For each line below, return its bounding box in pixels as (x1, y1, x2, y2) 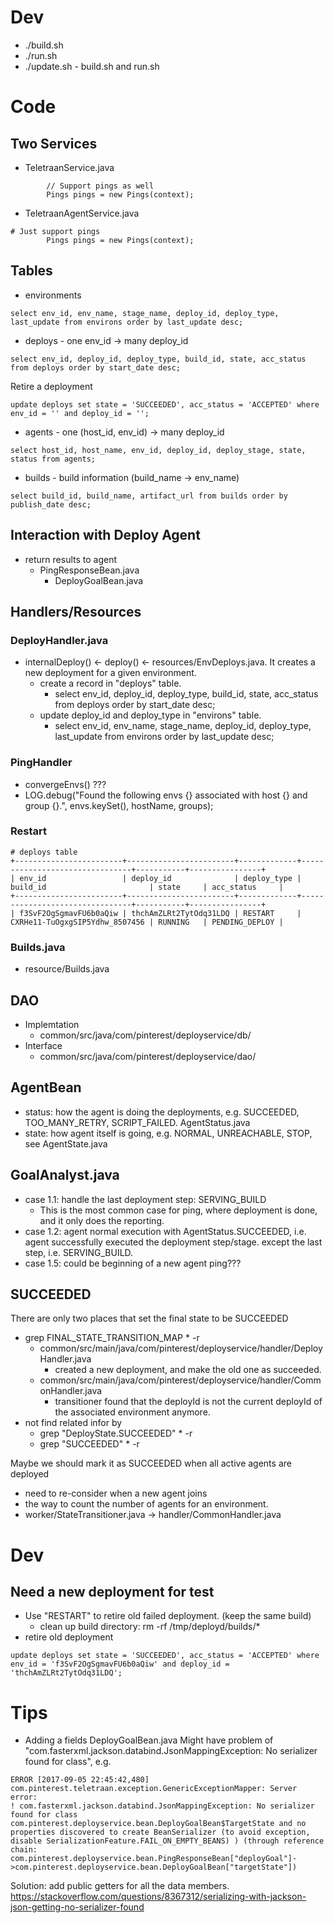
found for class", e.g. (24, 1756, 112, 1768)
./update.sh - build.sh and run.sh (24, 60, 160, 72)
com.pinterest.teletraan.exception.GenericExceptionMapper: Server (10, 1784, 298, 1794)
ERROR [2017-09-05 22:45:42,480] (10, 1775, 150, 1785)
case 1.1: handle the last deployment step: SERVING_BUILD (24, 1193, 267, 1205)
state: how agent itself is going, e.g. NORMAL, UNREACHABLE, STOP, (24, 1127, 313, 1139)
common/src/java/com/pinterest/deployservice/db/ (39, 1029, 252, 1041)
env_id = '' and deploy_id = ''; (10, 408, 150, 418)
